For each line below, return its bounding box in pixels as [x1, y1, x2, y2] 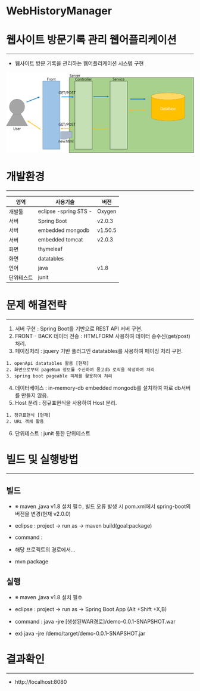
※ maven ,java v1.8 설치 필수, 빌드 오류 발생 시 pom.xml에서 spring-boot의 [14, 503, 191, 510]
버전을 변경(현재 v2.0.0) [14, 510, 71, 517]
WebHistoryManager [6, 4, 112, 18]
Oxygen [97, 207, 117, 215]
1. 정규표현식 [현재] [6, 413, 51, 419]
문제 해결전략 [6, 299, 67, 312]
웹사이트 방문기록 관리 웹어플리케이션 [6, 33, 177, 47]
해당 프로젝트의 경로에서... [14, 546, 76, 553]
